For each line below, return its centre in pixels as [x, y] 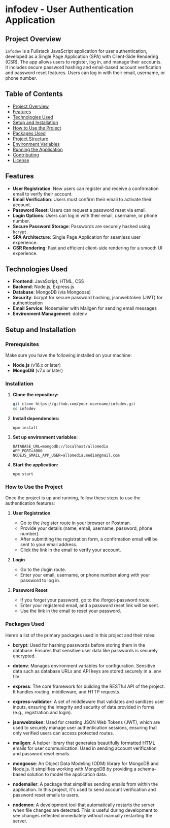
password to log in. [40, 581]
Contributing [26, 155]
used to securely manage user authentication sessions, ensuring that [85, 727]
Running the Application [38, 149]
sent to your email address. [49, 545]
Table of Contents [34, 94]
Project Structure [30, 139]
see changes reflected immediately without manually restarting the [82, 815]
